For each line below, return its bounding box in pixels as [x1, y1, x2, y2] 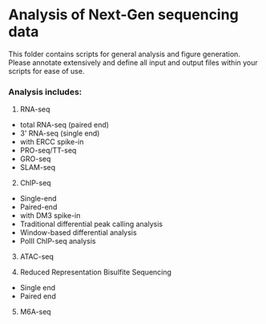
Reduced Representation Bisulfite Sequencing [19, 267, 172, 277]
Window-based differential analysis [19, 228, 138, 237]
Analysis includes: [8, 86, 83, 97]
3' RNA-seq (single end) [19, 128, 100, 138]
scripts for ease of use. [8, 66, 85, 75]
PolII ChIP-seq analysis [19, 237, 96, 246]
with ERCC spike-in [19, 137, 84, 147]
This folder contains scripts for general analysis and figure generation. [8, 49, 240, 59]
